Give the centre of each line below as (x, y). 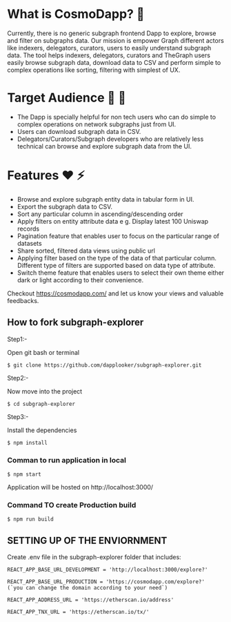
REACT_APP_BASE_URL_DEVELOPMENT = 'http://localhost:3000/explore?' (108, 570)
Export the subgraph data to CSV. (64, 206)
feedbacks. (23, 300)
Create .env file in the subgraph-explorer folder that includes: (94, 557)
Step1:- (17, 339)
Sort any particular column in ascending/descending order (100, 214)
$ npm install (28, 443)
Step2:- (18, 378)
